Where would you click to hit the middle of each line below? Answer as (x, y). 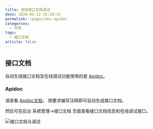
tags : (11, 33)
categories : (17, 23)
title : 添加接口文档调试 (28, 10)
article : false (21, 42)
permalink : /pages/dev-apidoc (36, 19)
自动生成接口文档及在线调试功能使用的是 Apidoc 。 (56, 76)
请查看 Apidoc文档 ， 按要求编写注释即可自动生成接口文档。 (66, 100)
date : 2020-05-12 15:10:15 (33, 14)
